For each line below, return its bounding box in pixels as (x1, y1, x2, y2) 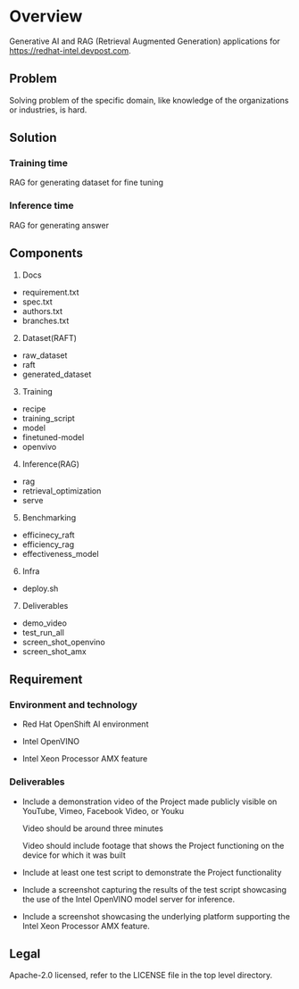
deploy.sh (21, 583, 59, 594)
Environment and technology (9, 698, 138, 711)
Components (9, 245, 83, 261)
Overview (9, 6, 83, 27)
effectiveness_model (21, 548, 100, 559)
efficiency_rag (21, 538, 75, 550)
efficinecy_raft (21, 529, 75, 540)
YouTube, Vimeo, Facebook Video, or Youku (21, 805, 185, 816)
